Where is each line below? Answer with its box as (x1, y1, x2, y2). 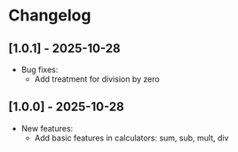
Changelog (8, 5, 91, 26)
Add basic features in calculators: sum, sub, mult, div (34, 132, 229, 143)
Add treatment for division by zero (34, 74, 161, 84)
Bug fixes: (20, 64, 59, 75)
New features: (20, 123, 74, 133)
